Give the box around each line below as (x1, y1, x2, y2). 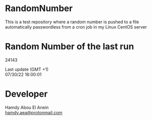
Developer (5, 89, 48, 100)
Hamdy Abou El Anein (5, 105, 49, 110)
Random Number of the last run (5, 41, 135, 52)
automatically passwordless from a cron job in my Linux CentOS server (5, 24, 147, 30)
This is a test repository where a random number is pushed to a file (5, 19, 139, 25)
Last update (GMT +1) (5, 66, 49, 72)
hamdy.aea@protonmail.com (5, 109, 63, 115)
